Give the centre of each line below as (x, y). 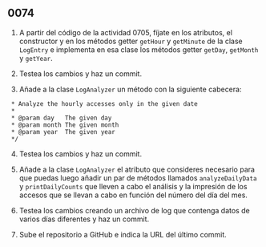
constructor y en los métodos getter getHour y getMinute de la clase (131, 41)
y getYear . (36, 58)
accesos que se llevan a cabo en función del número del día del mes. (133, 195)
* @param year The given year (63, 132)
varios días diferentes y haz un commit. (84, 219)
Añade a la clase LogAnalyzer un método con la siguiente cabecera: (130, 89)
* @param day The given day (61, 118)
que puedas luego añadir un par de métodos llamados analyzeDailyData (138, 178)
